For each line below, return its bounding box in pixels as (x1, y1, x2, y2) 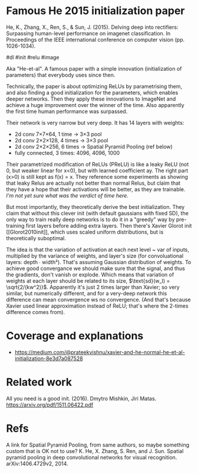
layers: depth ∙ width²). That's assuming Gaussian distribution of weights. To (6, 258, 192, 265)
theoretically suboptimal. (6, 234, 66, 242)
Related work (6, 375, 72, 389)
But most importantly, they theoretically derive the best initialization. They (6, 203, 185, 210)
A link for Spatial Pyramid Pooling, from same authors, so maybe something (6, 441, 190, 448)
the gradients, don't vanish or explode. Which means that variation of (6, 271, 174, 278)
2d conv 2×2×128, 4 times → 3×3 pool (14, 136, 108, 144)
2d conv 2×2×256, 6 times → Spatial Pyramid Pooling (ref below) (14, 143, 173, 150)
